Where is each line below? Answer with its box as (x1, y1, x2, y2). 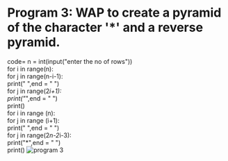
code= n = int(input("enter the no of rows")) (7, 57, 133, 65)
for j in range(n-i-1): (7, 71, 63, 80)
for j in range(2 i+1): (7, 87, 62, 95)
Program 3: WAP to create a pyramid (7, 5, 222, 21)
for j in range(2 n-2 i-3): (7, 130, 72, 139)
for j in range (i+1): (7, 116, 60, 124)
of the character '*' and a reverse (7, 19, 204, 35)
